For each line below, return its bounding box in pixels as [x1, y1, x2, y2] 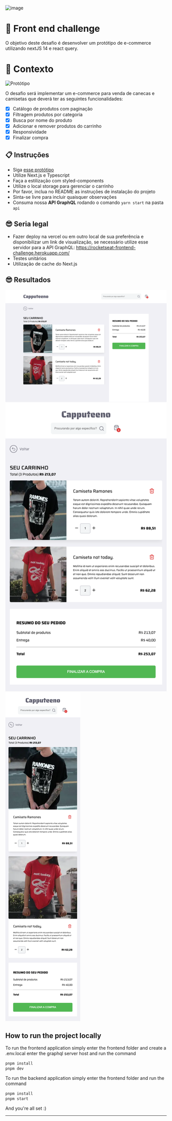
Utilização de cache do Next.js [12, 260, 78, 267]
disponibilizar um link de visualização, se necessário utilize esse [12, 239, 148, 245]
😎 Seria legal [5, 220, 49, 229]
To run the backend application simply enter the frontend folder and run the [5, 1075, 165, 1081]
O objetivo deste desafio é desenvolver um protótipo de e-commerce [5, 40, 152, 46]
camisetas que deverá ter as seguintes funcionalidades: [5, 96, 123, 102]
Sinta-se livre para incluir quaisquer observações [12, 194, 117, 200]
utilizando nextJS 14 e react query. [5, 45, 78, 51]
